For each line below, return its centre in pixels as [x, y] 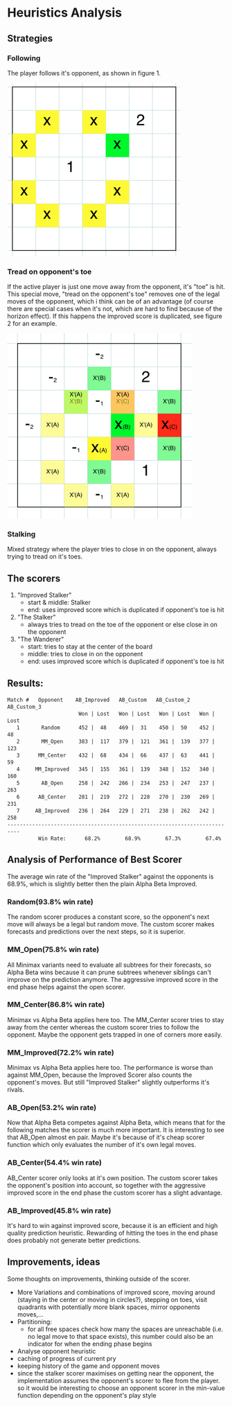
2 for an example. [32, 324]
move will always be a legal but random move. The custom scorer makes [111, 924]
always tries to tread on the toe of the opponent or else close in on [123, 624]
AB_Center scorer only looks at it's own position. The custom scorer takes [113, 1178]
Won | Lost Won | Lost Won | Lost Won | [147, 714]
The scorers [34, 578]
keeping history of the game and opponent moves [89, 1366]
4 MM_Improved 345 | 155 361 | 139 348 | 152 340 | [116, 770]
